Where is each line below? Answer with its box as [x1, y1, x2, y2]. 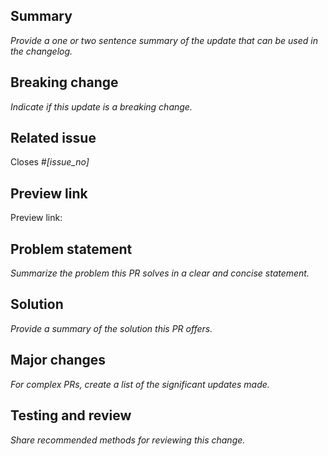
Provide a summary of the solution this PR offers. [10, 322, 213, 334]
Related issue [10, 130, 97, 147]
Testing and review [10, 407, 132, 424]
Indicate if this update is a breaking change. [10, 100, 193, 113]
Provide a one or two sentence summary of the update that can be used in [10, 34, 318, 46]
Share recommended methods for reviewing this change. [10, 434, 246, 446]
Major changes [10, 352, 107, 369]
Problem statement [10, 240, 133, 258]
